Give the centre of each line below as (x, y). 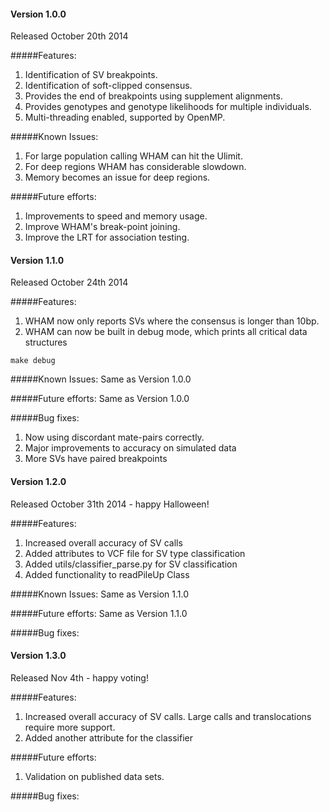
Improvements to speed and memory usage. (116, 216)
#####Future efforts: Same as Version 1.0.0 (100, 399)
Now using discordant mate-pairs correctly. (114, 437)
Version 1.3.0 (38, 656)
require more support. (70, 727)
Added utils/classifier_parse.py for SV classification (131, 564)
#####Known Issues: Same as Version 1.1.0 (100, 594)
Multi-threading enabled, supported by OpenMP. (125, 117)
